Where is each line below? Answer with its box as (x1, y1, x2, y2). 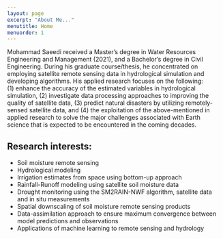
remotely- (185, 99, 213, 107)
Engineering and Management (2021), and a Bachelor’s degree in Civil (7, 55, 203, 64)
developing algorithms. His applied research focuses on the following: (7, 77, 203, 86)
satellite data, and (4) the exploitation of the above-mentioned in (29, 106, 210, 114)
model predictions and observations (16, 217, 119, 225)
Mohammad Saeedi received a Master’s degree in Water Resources (7, 48, 196, 56)
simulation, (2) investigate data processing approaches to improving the (7, 92, 209, 100)
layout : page (7, 10, 44, 17)
